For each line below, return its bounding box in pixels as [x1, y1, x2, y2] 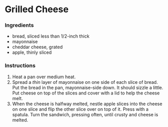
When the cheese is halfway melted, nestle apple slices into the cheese [12, 101, 162, 107]
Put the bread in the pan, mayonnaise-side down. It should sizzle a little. [12, 84, 163, 90]
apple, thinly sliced [12, 49, 52, 55]
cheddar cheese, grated [12, 44, 63, 50]
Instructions [5, 62, 36, 69]
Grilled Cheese [5, 4, 69, 15]
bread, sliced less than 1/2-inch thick [12, 33, 90, 39]
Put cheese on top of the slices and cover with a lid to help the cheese [12, 90, 160, 96]
